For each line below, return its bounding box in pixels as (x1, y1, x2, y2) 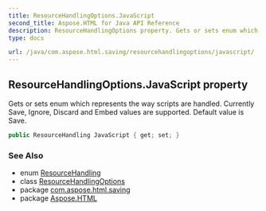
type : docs (8, 33, 45, 42)
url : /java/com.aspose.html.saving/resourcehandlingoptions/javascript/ (8, 49, 255, 57)
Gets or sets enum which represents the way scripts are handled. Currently (8, 99, 255, 108)
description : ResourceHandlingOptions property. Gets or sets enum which (8, 26, 259, 34)
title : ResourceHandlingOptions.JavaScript (8, 11, 155, 20)
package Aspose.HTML (19, 193, 98, 203)
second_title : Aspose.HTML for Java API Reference (8, 19, 180, 27)
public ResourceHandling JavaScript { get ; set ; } (8, 131, 180, 139)
